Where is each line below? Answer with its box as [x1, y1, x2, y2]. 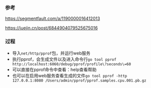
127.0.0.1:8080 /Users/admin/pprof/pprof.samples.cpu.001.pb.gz [12, 78, 147, 83]
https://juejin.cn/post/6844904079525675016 [5, 25, 98, 31]
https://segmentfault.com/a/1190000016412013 [5, 16, 101, 21]
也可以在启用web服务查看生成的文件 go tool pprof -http [12, 72, 127, 78]
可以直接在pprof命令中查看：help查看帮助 [12, 67, 97, 72]
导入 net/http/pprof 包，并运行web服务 [12, 50, 91, 56]
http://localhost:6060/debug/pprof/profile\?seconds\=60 [12, 62, 131, 67]
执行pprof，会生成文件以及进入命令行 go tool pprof [12, 56, 117, 62]
